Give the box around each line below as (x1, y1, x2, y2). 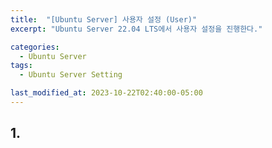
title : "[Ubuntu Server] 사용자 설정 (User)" (10, 14, 198, 25)
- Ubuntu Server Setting (19, 70, 123, 80)
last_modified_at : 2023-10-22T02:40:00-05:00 (10, 88, 203, 98)
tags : (10, 61, 33, 71)
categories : (10, 42, 60, 52)
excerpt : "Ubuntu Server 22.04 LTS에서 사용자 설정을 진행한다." (10, 24, 263, 34)
